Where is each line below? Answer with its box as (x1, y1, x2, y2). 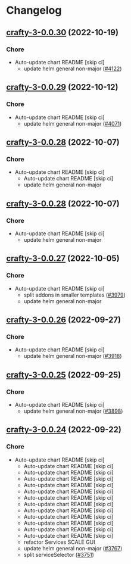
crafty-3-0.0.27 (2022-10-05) (6, 254, 120, 264)
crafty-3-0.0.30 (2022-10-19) (6, 27, 119, 38)
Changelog (6, 4, 62, 17)
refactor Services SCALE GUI (23, 538, 95, 546)
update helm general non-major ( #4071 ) (23, 120, 122, 127)
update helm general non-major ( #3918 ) (23, 353, 122, 360)
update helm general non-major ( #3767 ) (23, 544, 123, 551)
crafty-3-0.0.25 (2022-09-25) (6, 370, 121, 380)
